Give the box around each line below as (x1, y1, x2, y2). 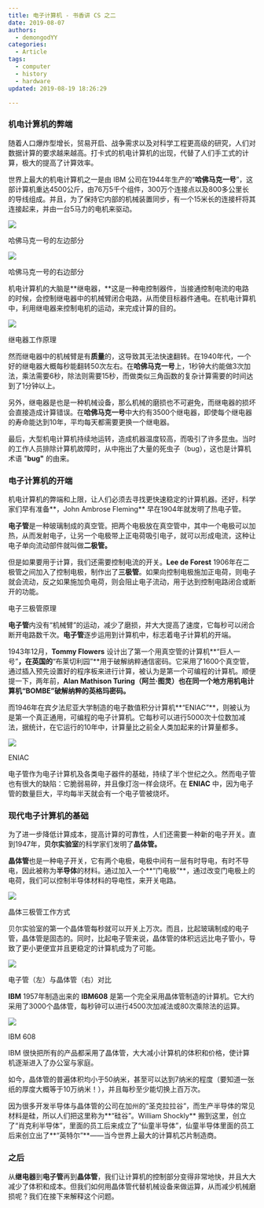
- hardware (15, 77, 51, 85)
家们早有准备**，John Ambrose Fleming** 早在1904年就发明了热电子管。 (8, 504, 246, 513)
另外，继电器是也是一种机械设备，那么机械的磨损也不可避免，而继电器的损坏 (8, 398, 256, 407)
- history (15, 70, 47, 78)
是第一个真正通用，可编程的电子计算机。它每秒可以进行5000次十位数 (8, 712, 232, 721)
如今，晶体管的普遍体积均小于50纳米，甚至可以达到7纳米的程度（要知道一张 (8, 1074, 255, 1085)
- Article (15, 48, 47, 56)
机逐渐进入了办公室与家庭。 (8, 1058, 98, 1067)
